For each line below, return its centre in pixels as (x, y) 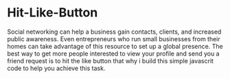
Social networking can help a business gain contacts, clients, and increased (114, 32)
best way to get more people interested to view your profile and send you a (113, 54)
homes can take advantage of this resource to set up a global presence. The (115, 46)
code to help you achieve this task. (56, 68)
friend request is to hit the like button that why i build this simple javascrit (111, 60)
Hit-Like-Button (53, 13)
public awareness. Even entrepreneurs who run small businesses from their (114, 38)
